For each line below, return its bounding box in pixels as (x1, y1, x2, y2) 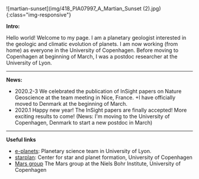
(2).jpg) (143, 5, 161, 12)
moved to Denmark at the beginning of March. (14, 100, 128, 107)
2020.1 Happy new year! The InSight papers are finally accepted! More (14, 106, 187, 113)
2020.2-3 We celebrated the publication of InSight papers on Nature (14, 88, 182, 95)
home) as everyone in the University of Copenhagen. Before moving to (6, 47, 179, 54)
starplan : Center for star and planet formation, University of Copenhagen (14, 154, 192, 161)
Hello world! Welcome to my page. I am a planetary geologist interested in (6, 34, 187, 41)
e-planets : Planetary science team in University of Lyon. (14, 148, 152, 154)
